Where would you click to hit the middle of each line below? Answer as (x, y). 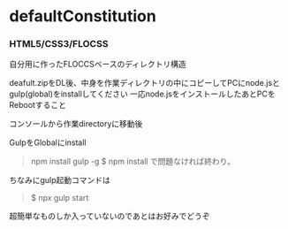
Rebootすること (38, 105)
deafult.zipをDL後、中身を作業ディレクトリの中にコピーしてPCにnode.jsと (145, 83)
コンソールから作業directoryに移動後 (76, 124)
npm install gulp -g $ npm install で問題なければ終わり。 (133, 162)
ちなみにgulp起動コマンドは (60, 180)
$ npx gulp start (60, 198)
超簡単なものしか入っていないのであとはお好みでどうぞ (110, 216)
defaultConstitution (83, 16)
